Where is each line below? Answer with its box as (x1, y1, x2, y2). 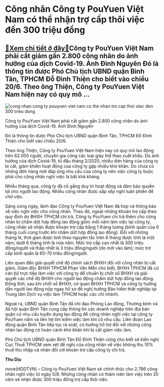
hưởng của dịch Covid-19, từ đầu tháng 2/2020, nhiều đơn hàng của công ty (5, 158, 159, 163)
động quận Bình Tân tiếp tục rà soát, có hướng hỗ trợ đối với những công (5, 322, 152, 327)
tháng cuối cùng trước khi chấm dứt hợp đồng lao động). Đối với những (5, 229, 148, 235)
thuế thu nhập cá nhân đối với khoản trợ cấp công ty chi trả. (5, 347, 126, 353)
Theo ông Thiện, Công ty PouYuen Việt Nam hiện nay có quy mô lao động (5, 148, 154, 153)
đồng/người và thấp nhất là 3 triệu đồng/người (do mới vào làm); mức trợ (5, 245, 151, 251)
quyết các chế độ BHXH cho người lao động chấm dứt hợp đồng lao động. (5, 276, 154, 281)
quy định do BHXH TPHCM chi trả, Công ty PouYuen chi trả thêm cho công (5, 214, 157, 220)
